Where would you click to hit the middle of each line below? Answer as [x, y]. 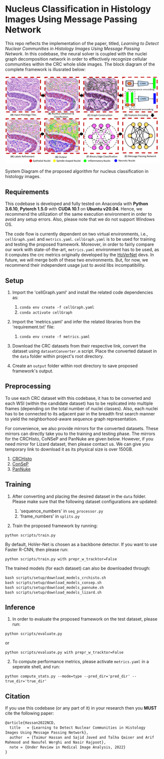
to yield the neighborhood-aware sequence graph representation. [71, 419]
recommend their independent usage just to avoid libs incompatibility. [75, 265]
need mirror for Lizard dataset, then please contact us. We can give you [78, 444]
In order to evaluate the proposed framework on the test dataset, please [85, 619]
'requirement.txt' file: [33, 327]
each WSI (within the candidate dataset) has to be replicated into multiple [79, 403]
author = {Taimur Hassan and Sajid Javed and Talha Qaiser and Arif [82, 737]
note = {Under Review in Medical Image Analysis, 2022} [68, 747]
